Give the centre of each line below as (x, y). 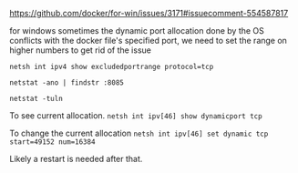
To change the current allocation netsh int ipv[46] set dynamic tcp (139, 133)
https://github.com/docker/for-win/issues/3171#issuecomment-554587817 (149, 13)
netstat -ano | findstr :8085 (67, 83)
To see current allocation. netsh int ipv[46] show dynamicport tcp (136, 116)
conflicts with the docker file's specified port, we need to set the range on (148, 41)
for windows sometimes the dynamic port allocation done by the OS (137, 31)
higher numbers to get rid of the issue (81, 50)
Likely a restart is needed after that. (76, 159)
